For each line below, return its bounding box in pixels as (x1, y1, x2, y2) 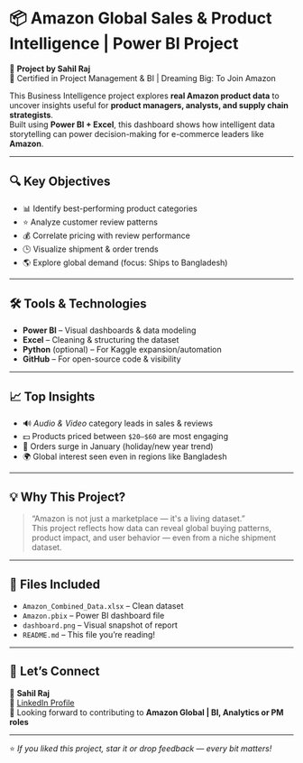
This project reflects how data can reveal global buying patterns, (31, 523, 272, 534)
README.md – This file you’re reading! (22, 630, 156, 639)
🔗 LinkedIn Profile (9, 697, 75, 708)
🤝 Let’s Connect (9, 664, 100, 679)
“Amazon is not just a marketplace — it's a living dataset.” (31, 513, 246, 524)
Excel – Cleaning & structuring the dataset (22, 334, 179, 345)
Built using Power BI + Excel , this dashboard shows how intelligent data (9, 119, 275, 130)
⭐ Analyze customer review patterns (22, 216, 158, 227)
